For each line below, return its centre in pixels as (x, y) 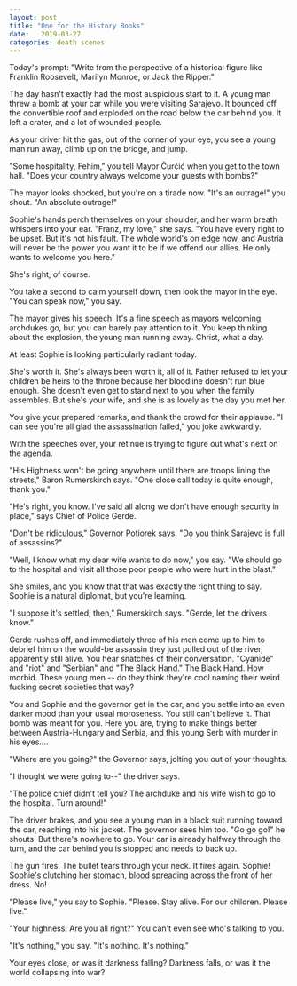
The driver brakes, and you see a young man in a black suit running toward (146, 820)
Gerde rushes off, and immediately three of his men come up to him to (137, 640)
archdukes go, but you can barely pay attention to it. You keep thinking (138, 328)
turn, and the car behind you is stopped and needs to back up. (123, 848)
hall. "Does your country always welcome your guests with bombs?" (134, 176)
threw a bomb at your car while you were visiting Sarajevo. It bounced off (143, 104)
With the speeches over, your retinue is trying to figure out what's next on (144, 444)
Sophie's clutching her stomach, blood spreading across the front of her (141, 875)
